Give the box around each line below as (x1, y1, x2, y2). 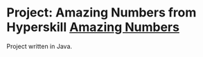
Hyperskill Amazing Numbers (6, 19, 179, 35)
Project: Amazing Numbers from (6, 5, 197, 21)
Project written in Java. (6, 42, 73, 50)
